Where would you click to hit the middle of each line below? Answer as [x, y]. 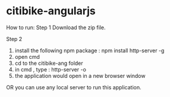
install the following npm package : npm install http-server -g [89, 50]
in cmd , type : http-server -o [50, 69]
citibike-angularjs [51, 11]
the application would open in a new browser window [80, 76]
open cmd [27, 57]
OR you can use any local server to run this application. [74, 87]
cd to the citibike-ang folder [49, 63]
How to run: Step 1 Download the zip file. [56, 27]
